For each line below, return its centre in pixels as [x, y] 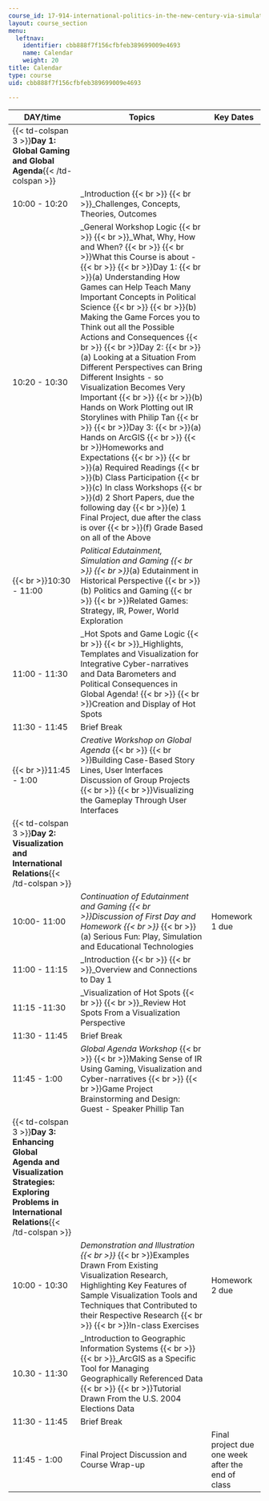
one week [229, 1454]
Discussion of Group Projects [135, 780]
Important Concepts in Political [138, 297]
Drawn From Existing [119, 1265]
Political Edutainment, [121, 550]
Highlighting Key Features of [134, 1285]
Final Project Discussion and [134, 1454]
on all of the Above [116, 537]
